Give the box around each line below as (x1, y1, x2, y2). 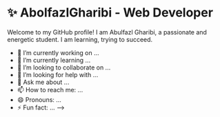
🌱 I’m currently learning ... (17, 56, 91, 64)
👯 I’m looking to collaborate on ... (17, 63, 111, 72)
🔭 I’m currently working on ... (17, 48, 99, 56)
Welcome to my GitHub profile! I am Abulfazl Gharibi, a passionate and (7, 28, 207, 36)
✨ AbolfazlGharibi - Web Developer (7, 5, 214, 21)
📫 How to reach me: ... (17, 85, 83, 94)
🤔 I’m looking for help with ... (17, 70, 99, 78)
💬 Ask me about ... (17, 78, 70, 86)
